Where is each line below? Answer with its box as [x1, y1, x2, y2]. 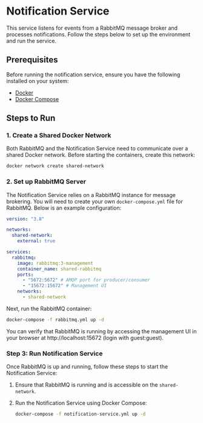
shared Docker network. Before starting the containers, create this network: [6, 152, 196, 159]
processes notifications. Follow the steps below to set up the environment [6, 30, 191, 38]
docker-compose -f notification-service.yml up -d [15, 411, 146, 418]
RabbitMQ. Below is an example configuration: [6, 204, 122, 211]
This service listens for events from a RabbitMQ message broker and [6, 24, 178, 32]
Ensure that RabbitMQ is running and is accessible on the [15, 381, 158, 388]
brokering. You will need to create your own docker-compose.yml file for [6, 198, 183, 205]
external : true [17, 238, 56, 244]
